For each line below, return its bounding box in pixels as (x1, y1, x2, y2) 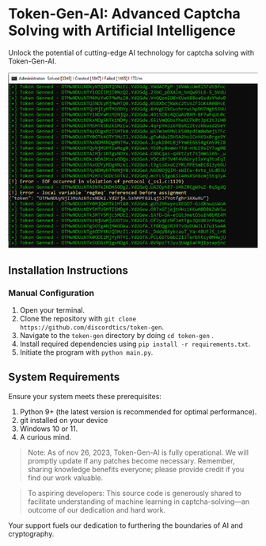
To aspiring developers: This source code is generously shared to (27, 488, 241, 498)
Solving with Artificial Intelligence (8, 21, 236, 40)
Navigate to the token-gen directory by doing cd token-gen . (19, 330, 214, 340)
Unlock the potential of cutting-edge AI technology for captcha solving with (8, 48, 255, 57)
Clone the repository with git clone (19, 313, 137, 323)
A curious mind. (19, 432, 71, 441)
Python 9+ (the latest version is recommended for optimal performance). (19, 406, 257, 417)
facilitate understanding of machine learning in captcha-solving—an (27, 497, 250, 506)
